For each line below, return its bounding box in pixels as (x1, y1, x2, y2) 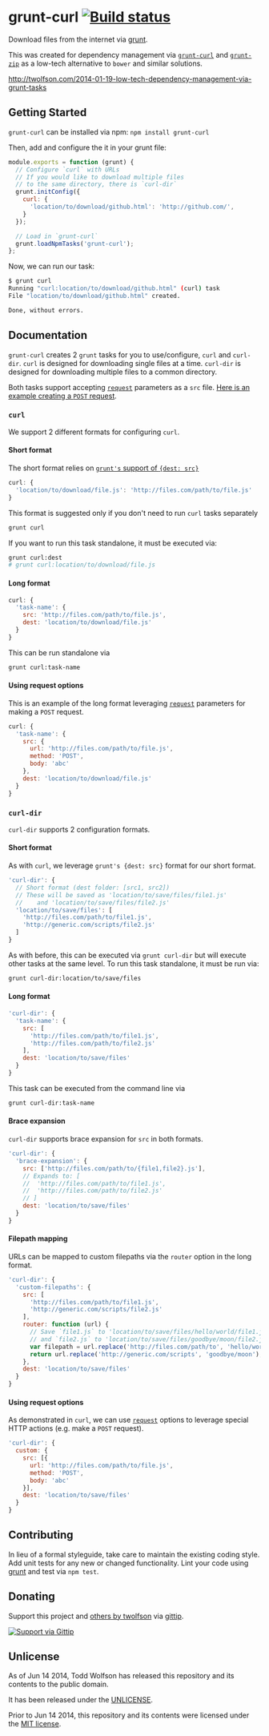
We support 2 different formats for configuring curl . (8, 427, 180, 437)
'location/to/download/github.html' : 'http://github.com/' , (29, 203, 235, 211)
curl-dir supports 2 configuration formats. (8, 824, 151, 834)
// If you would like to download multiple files (15, 173, 184, 181)
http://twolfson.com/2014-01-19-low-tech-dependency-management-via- (8, 74, 252, 83)
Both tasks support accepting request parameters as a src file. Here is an (8, 382, 251, 392)
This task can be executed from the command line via (8, 1083, 186, 1093)
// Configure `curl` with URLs (15, 165, 120, 174)
